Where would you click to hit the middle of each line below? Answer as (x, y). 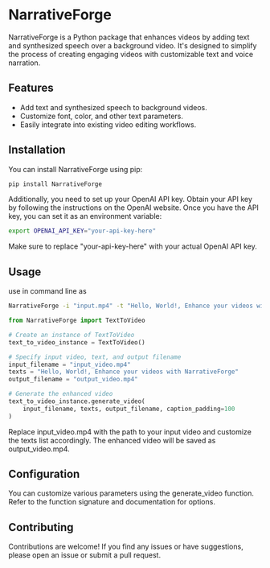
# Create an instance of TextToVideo (72, 335)
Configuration (44, 474)
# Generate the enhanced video (61, 394)
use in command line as (47, 291)
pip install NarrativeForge (55, 184)
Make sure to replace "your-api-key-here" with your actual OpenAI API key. (133, 246)
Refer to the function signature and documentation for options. (112, 502)
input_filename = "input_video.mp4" (70, 364)
